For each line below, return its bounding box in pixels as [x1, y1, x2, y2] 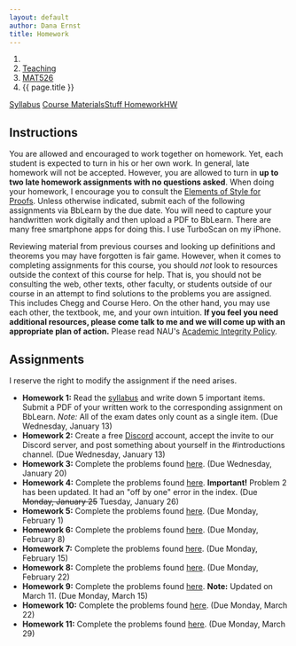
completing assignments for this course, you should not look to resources [9, 260, 278, 271]
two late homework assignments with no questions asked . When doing [9, 177, 275, 187]
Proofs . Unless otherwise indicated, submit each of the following [9, 196, 245, 207]
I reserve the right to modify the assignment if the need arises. [9, 375, 238, 386]
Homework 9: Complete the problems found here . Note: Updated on [21, 581, 273, 591]
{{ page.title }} [21, 82, 74, 93]
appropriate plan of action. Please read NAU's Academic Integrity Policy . [9, 326, 277, 337]
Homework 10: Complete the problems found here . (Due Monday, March [21, 600, 288, 611]
